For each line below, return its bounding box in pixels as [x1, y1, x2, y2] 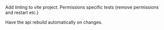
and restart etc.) [5, 9, 39, 15]
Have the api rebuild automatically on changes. [5, 19, 103, 25]
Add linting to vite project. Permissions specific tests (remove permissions [5, 4, 159, 10]
